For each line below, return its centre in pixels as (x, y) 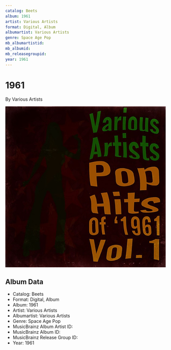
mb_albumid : (18, 49)
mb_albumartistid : (25, 43)
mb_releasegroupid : (26, 54)
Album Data (24, 282)
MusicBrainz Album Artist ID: (43, 326)
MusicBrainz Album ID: (37, 332)
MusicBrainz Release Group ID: (45, 338)
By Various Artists (24, 99)
